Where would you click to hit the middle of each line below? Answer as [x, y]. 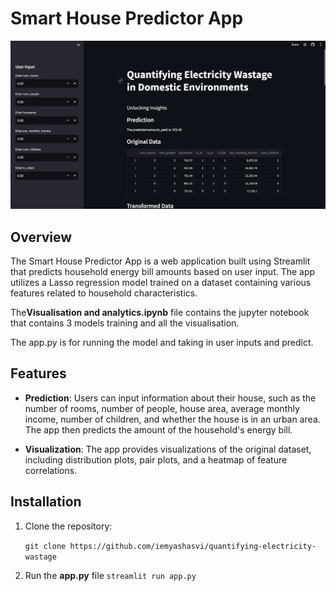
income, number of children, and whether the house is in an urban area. [172, 419]
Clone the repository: [68, 526]
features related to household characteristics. [104, 293]
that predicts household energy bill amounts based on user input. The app [163, 271]
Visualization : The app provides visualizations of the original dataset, [168, 449]
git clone [45, 546]
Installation [46, 502]
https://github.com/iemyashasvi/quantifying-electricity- [193, 546]
